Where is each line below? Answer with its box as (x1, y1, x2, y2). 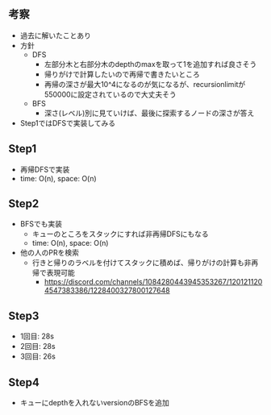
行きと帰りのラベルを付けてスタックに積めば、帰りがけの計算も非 (31, 258, 252, 268)
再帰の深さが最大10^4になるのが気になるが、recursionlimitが (44, 79, 246, 89)
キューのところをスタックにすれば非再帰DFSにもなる (31, 229, 210, 239)
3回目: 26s (19, 351, 56, 361)
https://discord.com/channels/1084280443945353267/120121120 (44, 277, 263, 287)
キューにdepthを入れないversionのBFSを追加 (19, 398, 169, 408)
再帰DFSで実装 (19, 164, 70, 174)
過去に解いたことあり (19, 31, 91, 40)
